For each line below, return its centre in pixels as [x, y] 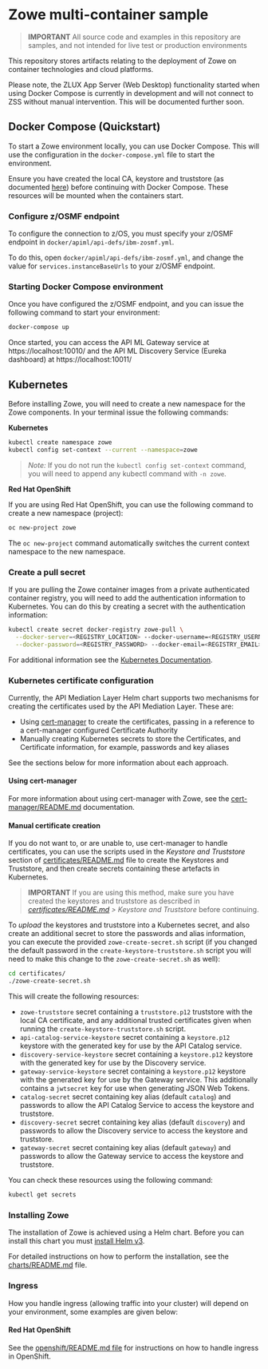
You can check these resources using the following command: [110, 1181]
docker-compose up [39, 327]
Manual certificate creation [55, 825]
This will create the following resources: [74, 997]
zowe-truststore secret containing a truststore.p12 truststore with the [136, 1012]
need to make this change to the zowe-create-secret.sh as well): [114, 959]
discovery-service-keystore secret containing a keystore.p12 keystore [136, 1054]
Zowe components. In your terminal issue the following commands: [118, 412]
